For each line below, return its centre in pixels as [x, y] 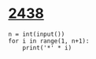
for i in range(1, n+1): [49, 41]
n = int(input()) [37, 34]
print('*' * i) [47, 47]
